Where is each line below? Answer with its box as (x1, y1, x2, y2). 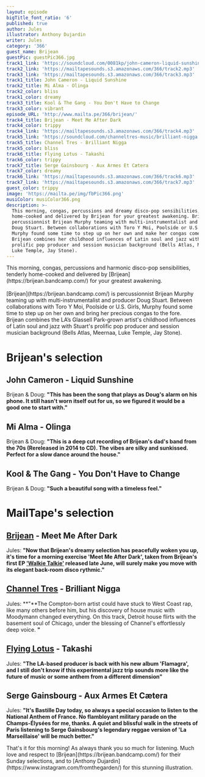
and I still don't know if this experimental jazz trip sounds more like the (6, 666, 189, 674)
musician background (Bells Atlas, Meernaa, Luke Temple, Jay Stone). (6, 329, 182, 337)
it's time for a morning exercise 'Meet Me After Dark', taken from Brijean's (6, 553, 197, 560)
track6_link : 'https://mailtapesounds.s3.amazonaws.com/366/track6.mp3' (6, 173, 195, 180)
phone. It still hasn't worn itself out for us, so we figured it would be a (6, 398, 185, 405)
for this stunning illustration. (123, 764, 193, 772)
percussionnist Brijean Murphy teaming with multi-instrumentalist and (12, 219, 198, 225)
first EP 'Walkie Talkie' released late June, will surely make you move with (6, 560, 197, 567)
